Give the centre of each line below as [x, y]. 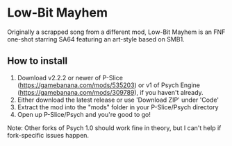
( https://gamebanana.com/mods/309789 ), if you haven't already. [110, 92]
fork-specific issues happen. [48, 135]
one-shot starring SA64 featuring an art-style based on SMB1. [96, 39]
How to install [38, 61]
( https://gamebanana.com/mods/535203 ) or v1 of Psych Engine [108, 85]
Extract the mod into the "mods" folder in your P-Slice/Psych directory [118, 107]
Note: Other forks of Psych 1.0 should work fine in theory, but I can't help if [114, 128]
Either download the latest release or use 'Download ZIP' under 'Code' [118, 100]
